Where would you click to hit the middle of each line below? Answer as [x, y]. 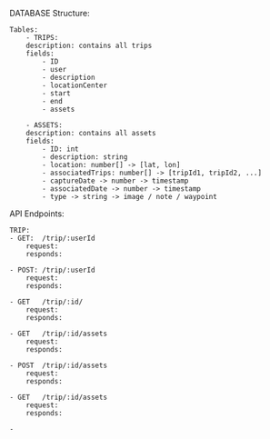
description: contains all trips [89, 45]
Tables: [24, 30]
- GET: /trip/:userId [52, 238]
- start [56, 94]
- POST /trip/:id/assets [58, 365]
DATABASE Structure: [50, 13]
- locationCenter [75, 85]
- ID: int [60, 149]
